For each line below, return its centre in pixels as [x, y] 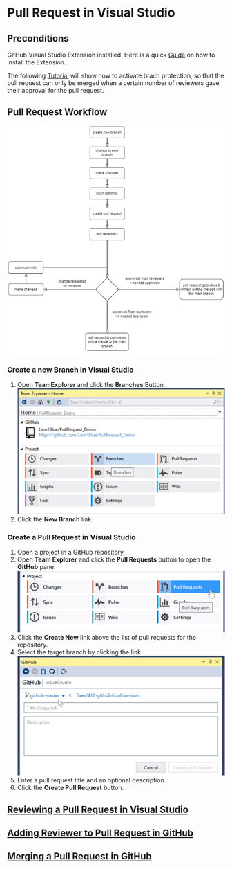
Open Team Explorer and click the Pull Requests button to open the [114, 559]
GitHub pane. [37, 566]
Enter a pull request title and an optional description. [91, 780]
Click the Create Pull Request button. [70, 788]
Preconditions [38, 38]
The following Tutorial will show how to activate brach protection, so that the [116, 75]
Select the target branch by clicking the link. [80, 652]
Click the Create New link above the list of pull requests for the [107, 637]
